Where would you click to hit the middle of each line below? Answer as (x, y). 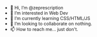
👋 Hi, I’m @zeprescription (37, 8)
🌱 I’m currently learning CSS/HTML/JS (50, 18)
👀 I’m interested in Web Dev (39, 13)
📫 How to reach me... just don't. (44, 29)
